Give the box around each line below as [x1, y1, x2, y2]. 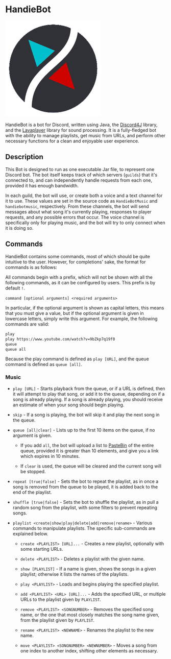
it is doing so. [5, 225, 34, 231]
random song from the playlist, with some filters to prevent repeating [12, 504, 157, 510]
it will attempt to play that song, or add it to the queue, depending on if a [12, 390, 165, 397]
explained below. [12, 530, 48, 536]
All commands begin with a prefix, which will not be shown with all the [5, 274, 153, 280]
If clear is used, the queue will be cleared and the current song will [20, 463, 162, 469]
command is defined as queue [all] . [5, 361, 83, 367]
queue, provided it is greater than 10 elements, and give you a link [20, 448, 159, 454]
